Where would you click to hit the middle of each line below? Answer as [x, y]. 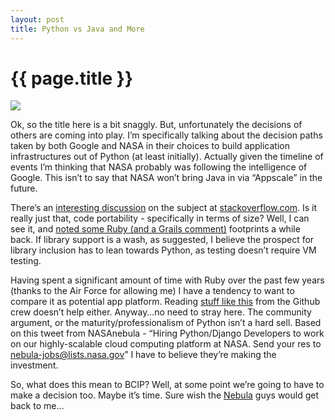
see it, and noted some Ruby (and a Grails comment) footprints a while [155, 229]
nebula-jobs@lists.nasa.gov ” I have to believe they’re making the [143, 355]
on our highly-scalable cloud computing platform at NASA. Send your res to [166, 344]
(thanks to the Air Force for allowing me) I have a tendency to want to [152, 291]
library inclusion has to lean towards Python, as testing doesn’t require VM [163, 250]
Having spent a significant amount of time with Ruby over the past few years [167, 280]
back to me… [37, 406]
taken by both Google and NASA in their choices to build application [150, 146]
